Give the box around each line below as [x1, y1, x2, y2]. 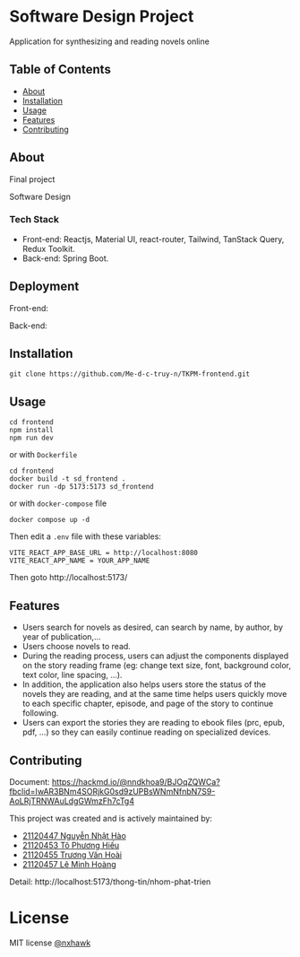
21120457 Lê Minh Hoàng [21, 858, 116, 869]
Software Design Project [9, 6, 194, 27]
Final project [9, 173, 56, 185]
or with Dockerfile [9, 449, 78, 460]
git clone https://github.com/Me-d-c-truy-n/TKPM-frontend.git [9, 370, 251, 378]
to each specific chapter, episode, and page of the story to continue [21, 698, 274, 709]
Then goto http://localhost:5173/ [9, 572, 128, 583]
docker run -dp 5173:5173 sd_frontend [9, 483, 154, 492]
